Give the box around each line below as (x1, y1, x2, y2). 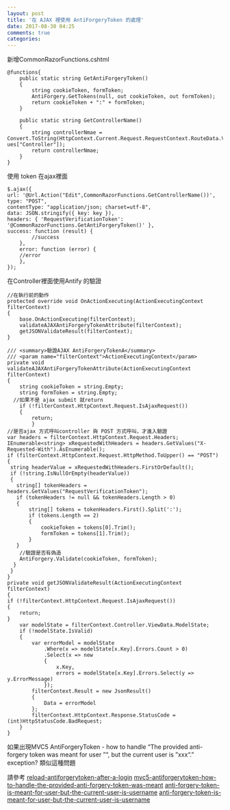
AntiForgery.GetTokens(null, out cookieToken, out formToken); (31, 93, 216, 100)
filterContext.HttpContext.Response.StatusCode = (31, 712, 176, 719)
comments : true (7, 29, 51, 36)
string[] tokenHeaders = (16, 482, 88, 489)
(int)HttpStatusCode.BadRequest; (7, 718, 103, 725)
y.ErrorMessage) (7, 676, 53, 683)
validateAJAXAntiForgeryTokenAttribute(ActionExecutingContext (7, 365, 192, 372)
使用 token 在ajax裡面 (7, 172, 68, 181)
